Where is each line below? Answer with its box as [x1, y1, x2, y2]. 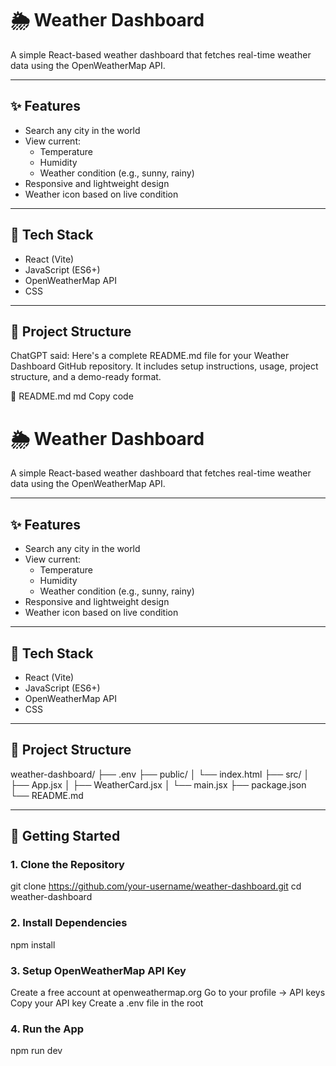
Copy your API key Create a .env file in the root [10, 997, 204, 1009]
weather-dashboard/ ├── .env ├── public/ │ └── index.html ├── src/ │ [10, 768, 310, 780]
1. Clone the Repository [10, 858, 125, 872]
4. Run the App [10, 1022, 85, 1036]
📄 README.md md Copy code [10, 390, 134, 402]
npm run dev [10, 1045, 63, 1057]
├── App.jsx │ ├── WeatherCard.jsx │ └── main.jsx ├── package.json [10, 778, 307, 791]
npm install [10, 938, 56, 951]
